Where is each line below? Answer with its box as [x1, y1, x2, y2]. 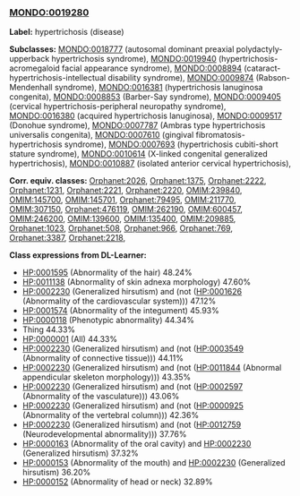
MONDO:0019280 [9, 6, 90, 19]
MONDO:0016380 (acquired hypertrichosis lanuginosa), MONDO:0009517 [9, 110, 282, 122]
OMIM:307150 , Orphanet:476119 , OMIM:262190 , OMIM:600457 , [9, 204, 244, 215]
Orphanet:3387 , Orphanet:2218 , [9, 233, 126, 244]
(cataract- [244, 63, 281, 73]
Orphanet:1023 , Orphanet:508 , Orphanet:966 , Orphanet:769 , [9, 223, 233, 234]
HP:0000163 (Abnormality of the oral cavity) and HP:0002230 [21, 439, 252, 449]
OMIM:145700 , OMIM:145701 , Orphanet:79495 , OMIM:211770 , [9, 194, 237, 205]
